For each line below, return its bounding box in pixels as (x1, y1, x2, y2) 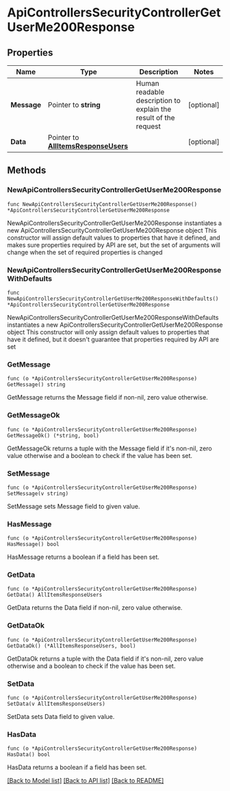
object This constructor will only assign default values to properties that (7, 328, 210, 336)
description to (136, 96, 181, 105)
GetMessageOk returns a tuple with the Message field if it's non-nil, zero (7, 444, 212, 452)
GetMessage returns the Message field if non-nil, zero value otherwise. (7, 393, 208, 402)
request (136, 122, 161, 131)
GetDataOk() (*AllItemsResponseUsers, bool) (7, 642, 136, 650)
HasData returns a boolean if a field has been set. (7, 764, 147, 772)
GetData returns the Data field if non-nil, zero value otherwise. (7, 604, 183, 612)
